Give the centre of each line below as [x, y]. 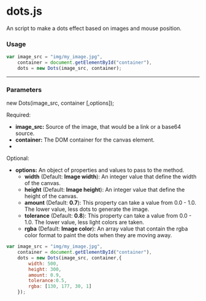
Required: [19, 115]
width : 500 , [44, 264]
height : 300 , [45, 269]
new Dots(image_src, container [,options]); [60, 103]
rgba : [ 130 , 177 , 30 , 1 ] [60, 286]
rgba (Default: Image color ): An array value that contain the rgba [106, 229]
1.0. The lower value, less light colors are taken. [84, 223]
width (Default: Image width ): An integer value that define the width [110, 177]
